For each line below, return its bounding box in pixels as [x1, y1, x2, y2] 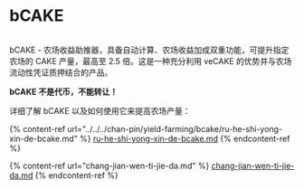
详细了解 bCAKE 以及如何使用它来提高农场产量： [9, 105, 191, 116]
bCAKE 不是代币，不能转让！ [9, 86, 119, 97]
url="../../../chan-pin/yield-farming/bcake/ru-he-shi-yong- [67, 123, 283, 134]
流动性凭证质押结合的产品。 [9, 67, 113, 78]
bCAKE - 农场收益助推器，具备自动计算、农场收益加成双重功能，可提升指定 [9, 44, 290, 55]
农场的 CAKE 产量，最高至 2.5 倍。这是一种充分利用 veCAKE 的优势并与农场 [9, 55, 292, 66]
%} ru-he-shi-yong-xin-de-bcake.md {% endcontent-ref [80, 133, 290, 144]
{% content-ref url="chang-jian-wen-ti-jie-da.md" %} [9, 160, 210, 171]
